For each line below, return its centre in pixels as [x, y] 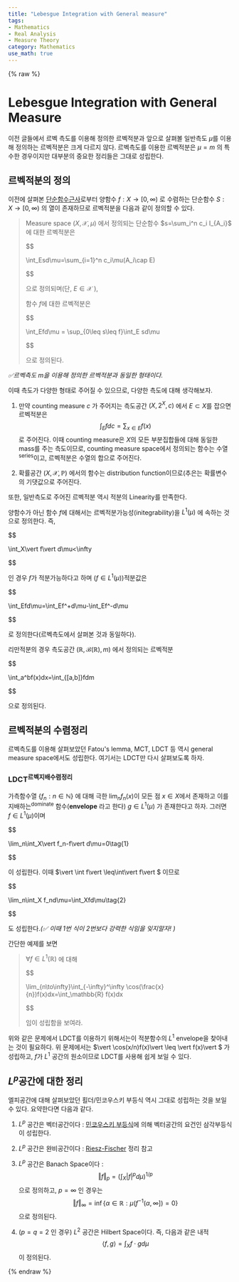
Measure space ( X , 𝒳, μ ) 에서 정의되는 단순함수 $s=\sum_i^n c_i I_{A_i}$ [128, 223]
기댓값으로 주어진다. [54, 481]
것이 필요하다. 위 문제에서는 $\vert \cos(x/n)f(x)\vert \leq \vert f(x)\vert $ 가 [123, 1047]
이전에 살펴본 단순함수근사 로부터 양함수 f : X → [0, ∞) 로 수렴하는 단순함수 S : [116, 199]
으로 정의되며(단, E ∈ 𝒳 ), [62, 288]
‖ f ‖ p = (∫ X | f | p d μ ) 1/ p [126, 1177]
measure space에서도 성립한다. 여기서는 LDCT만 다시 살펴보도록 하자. [106, 757]
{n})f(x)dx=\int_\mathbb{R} [64, 994]
